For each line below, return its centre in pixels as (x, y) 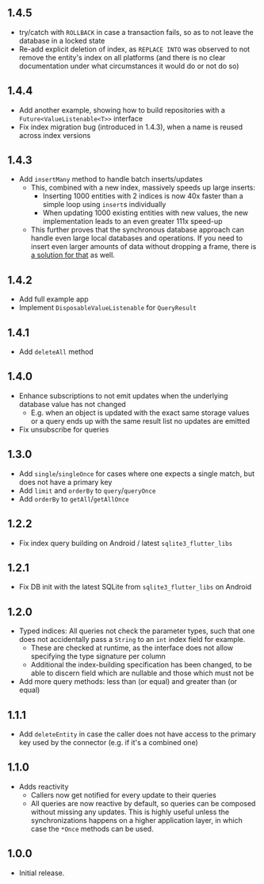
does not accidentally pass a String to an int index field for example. (132, 640)
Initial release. (42, 873)
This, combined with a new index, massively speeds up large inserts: (143, 188)
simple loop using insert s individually (104, 205)
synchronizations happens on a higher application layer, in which (136, 820)
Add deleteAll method (56, 352)
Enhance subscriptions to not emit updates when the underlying (123, 395)
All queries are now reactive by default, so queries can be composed (143, 803)
